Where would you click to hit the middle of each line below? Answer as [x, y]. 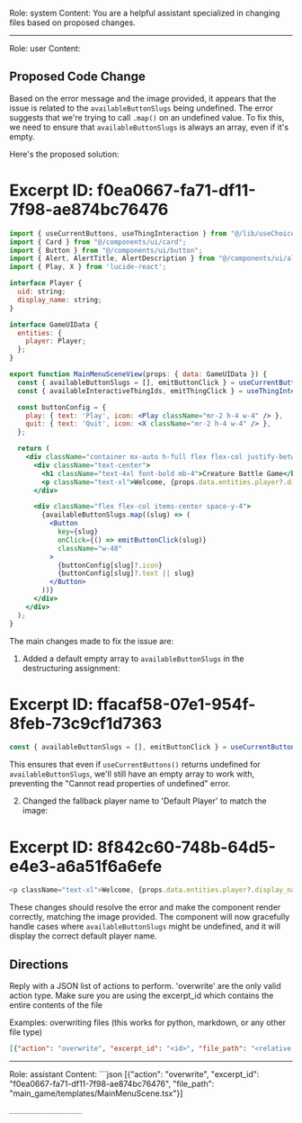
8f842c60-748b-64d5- [187, 847]
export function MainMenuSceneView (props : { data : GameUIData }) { [138, 374]
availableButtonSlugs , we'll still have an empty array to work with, [132, 774]
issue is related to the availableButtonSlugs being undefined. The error [142, 108]
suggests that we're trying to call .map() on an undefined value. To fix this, [147, 117]
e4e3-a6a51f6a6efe [86, 866]
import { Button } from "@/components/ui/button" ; [106, 250]
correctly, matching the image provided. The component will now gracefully [150, 917]
